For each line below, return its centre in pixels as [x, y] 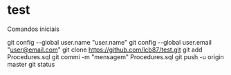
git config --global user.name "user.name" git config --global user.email [110, 42]
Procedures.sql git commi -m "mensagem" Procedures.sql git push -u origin [115, 56]
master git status [31, 64]
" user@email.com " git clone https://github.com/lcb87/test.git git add [105, 50]
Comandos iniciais [34, 29]
